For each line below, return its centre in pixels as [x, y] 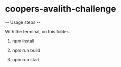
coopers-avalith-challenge [60, 9]
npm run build [26, 50]
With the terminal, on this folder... [39, 31]
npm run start [26, 59]
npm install [23, 41]
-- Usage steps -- [23, 22]
